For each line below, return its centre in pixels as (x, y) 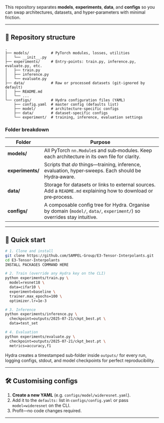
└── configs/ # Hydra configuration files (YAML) (65, 100)
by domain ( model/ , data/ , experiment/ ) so (92, 211)
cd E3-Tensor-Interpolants (32, 260)
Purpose (100, 142)
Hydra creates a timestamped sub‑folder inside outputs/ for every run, (76, 355)
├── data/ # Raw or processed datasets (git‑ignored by (75, 83)
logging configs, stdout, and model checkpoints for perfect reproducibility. (80, 360)
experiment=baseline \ (32, 292)
